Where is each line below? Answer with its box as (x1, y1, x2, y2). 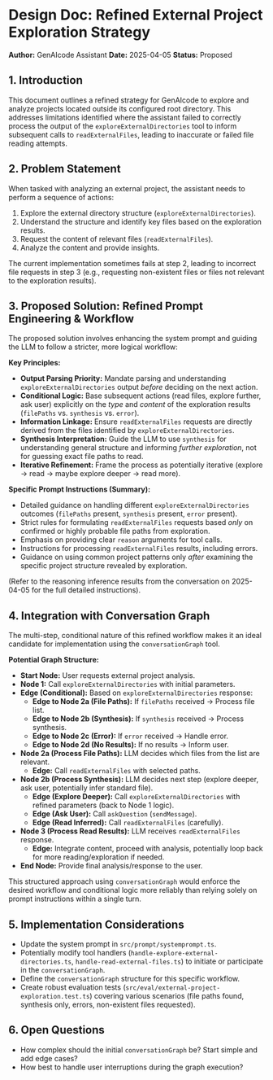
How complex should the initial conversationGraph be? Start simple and (19, 1044, 258, 1055)
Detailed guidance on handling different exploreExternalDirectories (19, 501, 249, 510)
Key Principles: (8, 358, 61, 368)
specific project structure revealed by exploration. (19, 561, 188, 571)
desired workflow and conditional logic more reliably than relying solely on (8, 885, 258, 895)
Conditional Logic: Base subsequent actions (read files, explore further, (19, 391, 262, 400)
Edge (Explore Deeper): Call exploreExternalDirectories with (32, 792, 240, 802)
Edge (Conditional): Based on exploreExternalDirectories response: (19, 688, 253, 697)
